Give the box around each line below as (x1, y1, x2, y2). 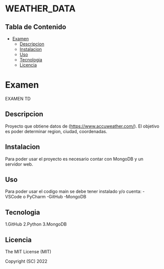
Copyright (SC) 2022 (5, 258, 48, 264)
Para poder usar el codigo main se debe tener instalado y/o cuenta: (5, 188, 142, 194)
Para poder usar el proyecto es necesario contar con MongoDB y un (5, 156, 144, 162)
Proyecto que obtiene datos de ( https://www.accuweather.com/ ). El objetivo (5, 123, 160, 129)
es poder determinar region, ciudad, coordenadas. (5, 128, 107, 134)
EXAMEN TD (5, 95, 31, 101)
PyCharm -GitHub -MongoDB (27, 194, 87, 200)
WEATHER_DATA (5, 3, 76, 14)
